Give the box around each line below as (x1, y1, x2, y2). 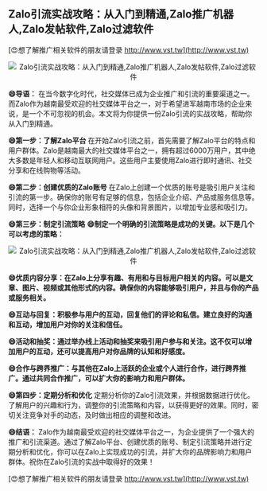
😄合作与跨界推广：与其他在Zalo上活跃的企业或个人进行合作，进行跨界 (8, 363, 240, 372)
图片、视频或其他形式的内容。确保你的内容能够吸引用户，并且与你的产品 (21, 283, 259, 292)
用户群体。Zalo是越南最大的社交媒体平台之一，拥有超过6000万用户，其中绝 (8, 146, 256, 155)
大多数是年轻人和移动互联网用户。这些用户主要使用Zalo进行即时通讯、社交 (8, 155, 253, 165)
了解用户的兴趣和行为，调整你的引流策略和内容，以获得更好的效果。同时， (8, 400, 252, 410)
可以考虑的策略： (8, 229, 64, 239)
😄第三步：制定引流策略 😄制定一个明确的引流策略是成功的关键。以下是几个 (8, 219, 255, 228)
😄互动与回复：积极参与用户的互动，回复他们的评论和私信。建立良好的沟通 (8, 310, 253, 319)
